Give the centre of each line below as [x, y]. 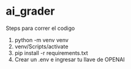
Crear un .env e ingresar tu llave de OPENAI [69, 59]
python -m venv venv [41, 40]
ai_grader [30, 11]
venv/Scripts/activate [41, 46]
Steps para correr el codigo [40, 28]
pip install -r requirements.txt [51, 53]
